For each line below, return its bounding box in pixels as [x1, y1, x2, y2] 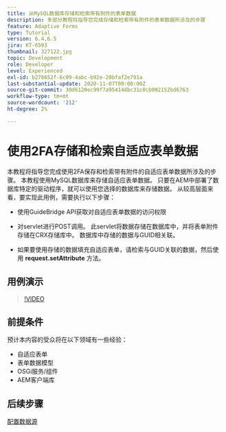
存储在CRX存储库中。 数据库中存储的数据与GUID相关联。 [16, 230, 179, 239]
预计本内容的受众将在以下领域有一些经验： [7, 335, 128, 344]
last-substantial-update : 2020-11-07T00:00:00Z [7, 80, 146, 87]
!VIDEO [23, 294, 45, 302]
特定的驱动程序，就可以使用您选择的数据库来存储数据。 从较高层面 [19, 184, 207, 193]
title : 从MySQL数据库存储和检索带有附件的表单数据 [7, 10, 136, 17]
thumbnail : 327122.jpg [7, 49, 72, 56]
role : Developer [7, 61, 54, 68]
